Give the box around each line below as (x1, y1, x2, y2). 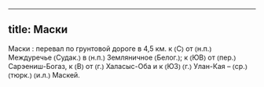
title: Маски (8, 23, 68, 36)
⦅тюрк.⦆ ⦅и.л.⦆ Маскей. (8, 70, 80, 79)
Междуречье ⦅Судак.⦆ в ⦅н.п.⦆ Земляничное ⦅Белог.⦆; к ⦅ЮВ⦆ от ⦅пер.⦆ (8, 53, 236, 62)
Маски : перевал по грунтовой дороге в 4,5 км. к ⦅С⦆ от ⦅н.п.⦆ (8, 44, 212, 53)
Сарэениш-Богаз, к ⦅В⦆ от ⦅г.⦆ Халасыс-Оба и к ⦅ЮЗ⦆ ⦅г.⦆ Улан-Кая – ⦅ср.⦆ (8, 61, 247, 71)
